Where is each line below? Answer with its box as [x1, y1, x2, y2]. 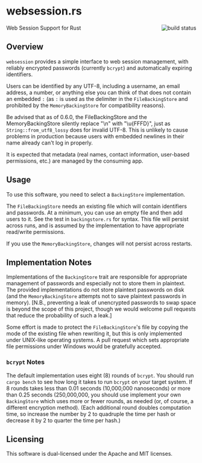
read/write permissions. [6, 228, 65, 235]
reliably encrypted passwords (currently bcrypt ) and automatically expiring [6, 64, 192, 71]
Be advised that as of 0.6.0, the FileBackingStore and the [6, 113, 148, 120]
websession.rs [6, 4, 83, 18]
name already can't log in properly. [6, 139, 93, 146]
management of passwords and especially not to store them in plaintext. [6, 280, 186, 287]
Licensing [6, 434, 44, 445]
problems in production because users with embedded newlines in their [6, 132, 185, 140]
